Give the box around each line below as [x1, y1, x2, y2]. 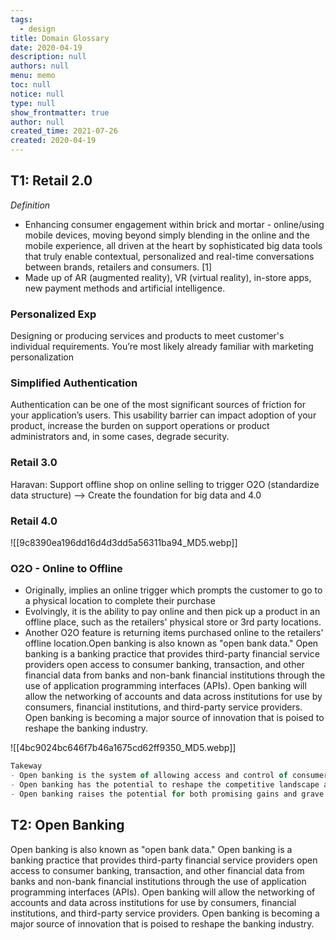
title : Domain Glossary [10, 33, 110, 43]
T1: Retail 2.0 [10, 172, 93, 190]
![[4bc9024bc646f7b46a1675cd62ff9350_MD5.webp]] [10, 742, 237, 754]
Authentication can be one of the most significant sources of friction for [10, 399, 306, 411]
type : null [10, 98, 56, 108]
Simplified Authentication [10, 376, 138, 390]
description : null [10, 52, 87, 62]
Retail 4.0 [10, 514, 58, 528]
